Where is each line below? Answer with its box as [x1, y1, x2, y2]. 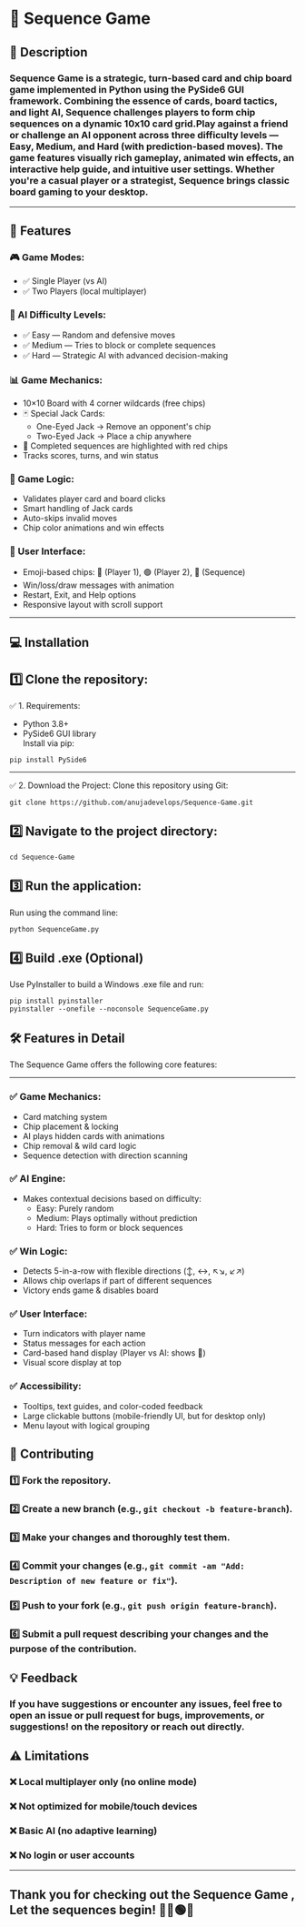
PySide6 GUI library [22, 728, 97, 739]
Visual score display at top [22, 1357, 123, 1368]
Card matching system [22, 1111, 107, 1122]
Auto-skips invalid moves [22, 513, 118, 524]
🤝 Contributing [9, 1447, 94, 1462]
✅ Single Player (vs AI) [22, 275, 108, 286]
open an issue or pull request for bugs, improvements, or [9, 1709, 265, 1721]
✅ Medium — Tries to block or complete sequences [22, 339, 216, 350]
